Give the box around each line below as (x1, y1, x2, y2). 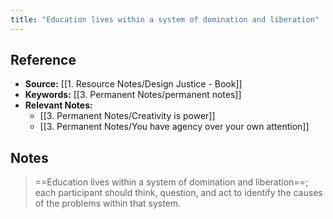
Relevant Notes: (24, 99, 93, 111)
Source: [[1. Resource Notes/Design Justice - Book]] (24, 78, 243, 90)
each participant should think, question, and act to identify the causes (34, 187, 323, 199)
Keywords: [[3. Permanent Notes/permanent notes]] (24, 89, 242, 101)
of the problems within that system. (34, 197, 182, 210)
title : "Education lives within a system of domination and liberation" (10, 14, 320, 25)
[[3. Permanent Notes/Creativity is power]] (39, 110, 216, 122)
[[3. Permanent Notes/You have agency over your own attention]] (39, 121, 310, 133)
